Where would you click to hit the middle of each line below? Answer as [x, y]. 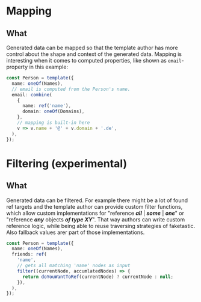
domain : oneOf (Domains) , [53, 112]
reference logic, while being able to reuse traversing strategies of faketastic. [101, 226]
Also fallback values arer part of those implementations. [76, 232]
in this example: [48, 67]
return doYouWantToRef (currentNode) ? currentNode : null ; [97, 277]
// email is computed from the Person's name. [71, 89]
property [17, 67]
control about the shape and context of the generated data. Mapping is [94, 54]
